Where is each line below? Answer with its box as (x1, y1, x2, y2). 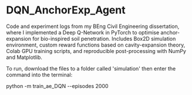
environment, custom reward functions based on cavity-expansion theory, (6, 41, 186, 48)
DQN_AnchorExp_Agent (6, 3, 126, 17)
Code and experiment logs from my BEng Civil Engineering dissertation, (6, 23, 180, 30)
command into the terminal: (6, 71, 73, 78)
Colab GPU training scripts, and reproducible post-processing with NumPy (6, 47, 187, 54)
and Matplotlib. (6, 54, 43, 61)
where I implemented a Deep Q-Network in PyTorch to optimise (6, 29, 160, 36)
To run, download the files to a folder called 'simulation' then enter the (6, 65, 176, 72)
